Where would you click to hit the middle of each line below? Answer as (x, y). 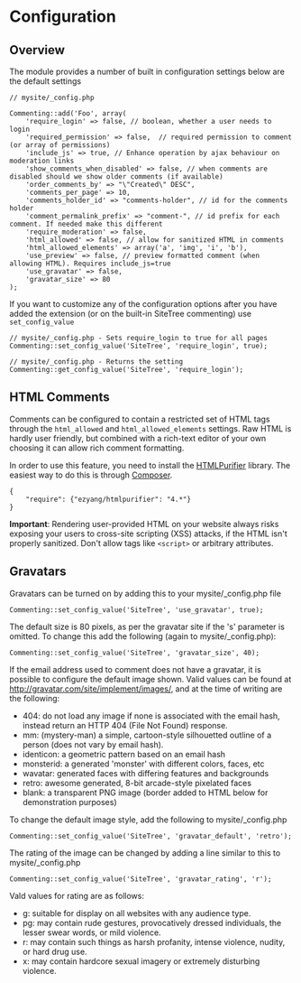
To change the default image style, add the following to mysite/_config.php (148, 820)
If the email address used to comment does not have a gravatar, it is (135, 669)
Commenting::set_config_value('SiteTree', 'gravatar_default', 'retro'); (151, 836)
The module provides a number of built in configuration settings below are (147, 71)
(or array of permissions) (60, 145)
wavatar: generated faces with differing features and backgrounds (146, 773)
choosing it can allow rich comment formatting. (97, 448)
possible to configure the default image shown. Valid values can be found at (150, 679)
